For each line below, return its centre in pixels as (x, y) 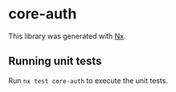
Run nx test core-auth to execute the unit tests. (88, 80)
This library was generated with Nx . (67, 36)
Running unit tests (55, 61)
